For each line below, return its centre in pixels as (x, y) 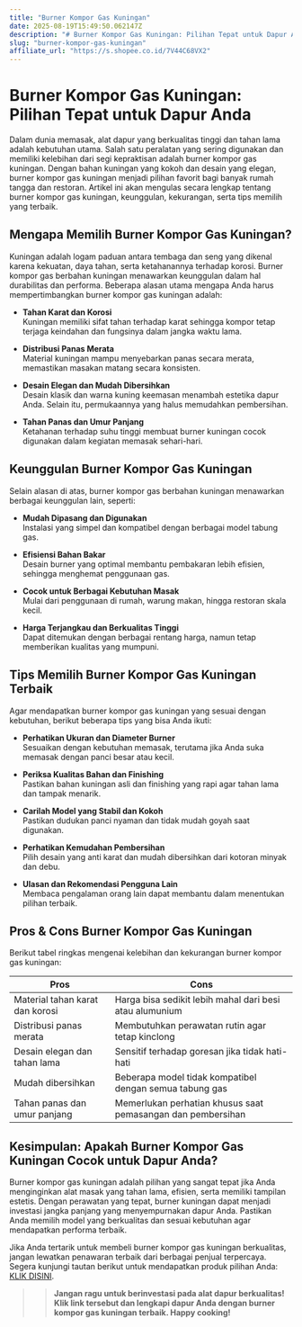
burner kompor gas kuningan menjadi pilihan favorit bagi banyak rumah (142, 178)
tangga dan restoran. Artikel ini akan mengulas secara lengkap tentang (140, 188)
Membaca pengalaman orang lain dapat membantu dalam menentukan (153, 893)
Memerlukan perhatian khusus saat (189, 1103)
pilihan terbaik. (50, 903)
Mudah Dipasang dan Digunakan (84, 517)
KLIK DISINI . (32, 1276)
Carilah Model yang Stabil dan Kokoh (93, 811)
